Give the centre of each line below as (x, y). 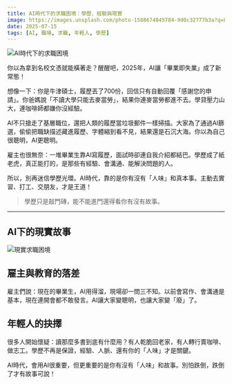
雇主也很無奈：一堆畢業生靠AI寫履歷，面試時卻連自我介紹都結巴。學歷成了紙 (116, 155)
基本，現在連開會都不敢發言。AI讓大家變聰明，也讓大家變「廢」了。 (104, 300)
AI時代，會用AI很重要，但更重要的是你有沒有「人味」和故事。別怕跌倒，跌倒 (116, 365)
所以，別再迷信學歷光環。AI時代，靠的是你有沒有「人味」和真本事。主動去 (113, 178)
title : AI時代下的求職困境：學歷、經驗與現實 (65, 13)
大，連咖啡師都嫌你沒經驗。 (47, 108)
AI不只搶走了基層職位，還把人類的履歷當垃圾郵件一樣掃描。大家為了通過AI (113, 123)
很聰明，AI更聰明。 (35, 140)
